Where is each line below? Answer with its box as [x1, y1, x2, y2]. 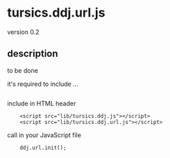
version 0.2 [7, 28, 40, 36]
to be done [7, 66, 38, 74]
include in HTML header [7, 99, 76, 107]
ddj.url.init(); [19, 144, 67, 151]
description [7, 48, 58, 60]
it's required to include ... [7, 80, 78, 88]
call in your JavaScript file [7, 130, 82, 139]
